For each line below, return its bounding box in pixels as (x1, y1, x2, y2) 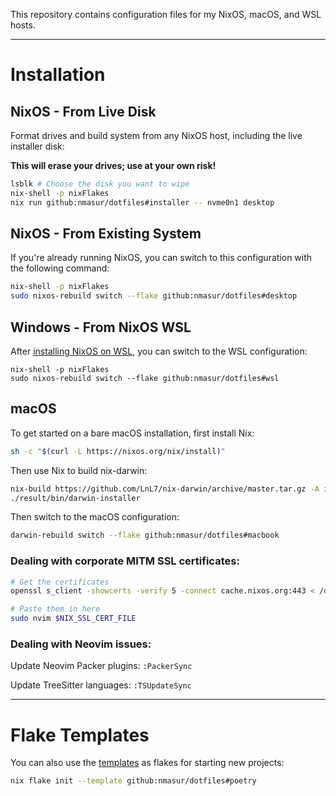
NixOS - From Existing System (10, 225, 202, 243)
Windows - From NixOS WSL (10, 319, 192, 336)
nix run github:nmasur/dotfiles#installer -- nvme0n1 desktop (10, 197, 275, 208)
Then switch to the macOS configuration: (10, 511, 180, 523)
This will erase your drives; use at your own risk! (10, 160, 217, 171)
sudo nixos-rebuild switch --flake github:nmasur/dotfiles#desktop (10, 291, 298, 301)
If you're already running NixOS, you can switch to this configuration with (10, 252, 313, 264)
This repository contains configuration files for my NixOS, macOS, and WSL (10, 9, 322, 20)
